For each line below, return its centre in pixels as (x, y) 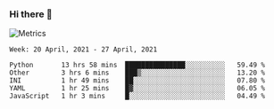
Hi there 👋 (31, 14)
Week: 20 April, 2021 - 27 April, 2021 (83, 50)
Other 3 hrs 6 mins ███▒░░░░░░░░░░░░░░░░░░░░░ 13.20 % (137, 73)
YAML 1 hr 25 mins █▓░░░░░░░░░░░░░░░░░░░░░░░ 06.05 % (137, 89)
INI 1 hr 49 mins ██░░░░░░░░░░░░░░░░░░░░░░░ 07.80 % (137, 81)
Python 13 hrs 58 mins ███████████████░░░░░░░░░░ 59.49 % (137, 66)
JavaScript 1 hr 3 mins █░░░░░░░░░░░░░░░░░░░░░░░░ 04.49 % (137, 97)
